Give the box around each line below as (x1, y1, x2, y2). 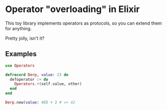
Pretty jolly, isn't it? (5, 35, 45, 41)
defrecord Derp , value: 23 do (5, 72, 69, 77)
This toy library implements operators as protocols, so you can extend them (5, 20, 162, 26)
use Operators (5, 63, 35, 68)
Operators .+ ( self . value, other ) (14, 81, 82, 86)
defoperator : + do (10, 77, 49, 82)
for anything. (5, 25, 32, 31)
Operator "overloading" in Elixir (5, 4, 140, 15)
